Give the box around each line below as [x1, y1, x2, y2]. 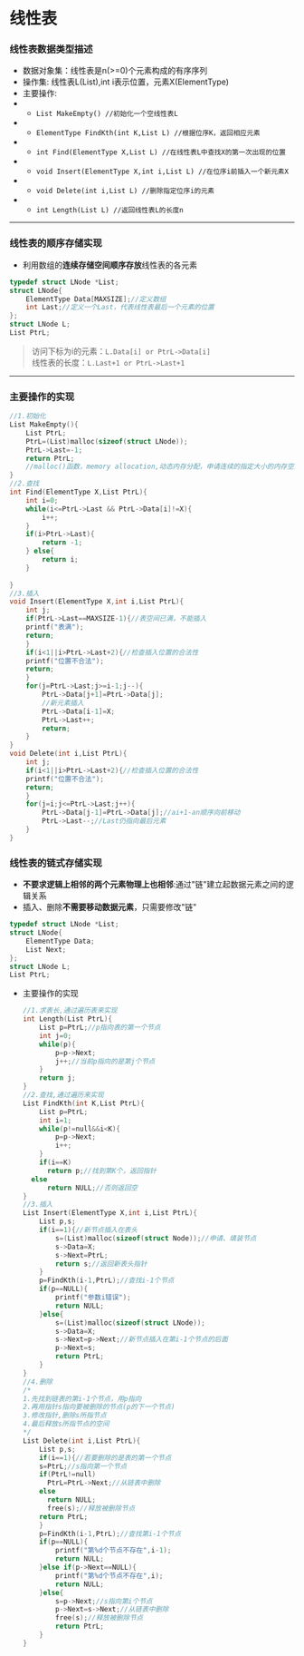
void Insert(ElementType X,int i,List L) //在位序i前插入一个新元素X [35, 167, 290, 177]
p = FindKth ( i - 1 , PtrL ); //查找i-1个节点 [39, 1276, 175, 1285]
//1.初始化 [9, 412, 47, 421]
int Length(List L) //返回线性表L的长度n [35, 206, 184, 215]
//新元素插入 [42, 698, 84, 708]
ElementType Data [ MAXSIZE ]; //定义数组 [25, 294, 166, 304]
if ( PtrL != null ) [39, 1470, 97, 1479]
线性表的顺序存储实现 [9, 237, 102, 250]
